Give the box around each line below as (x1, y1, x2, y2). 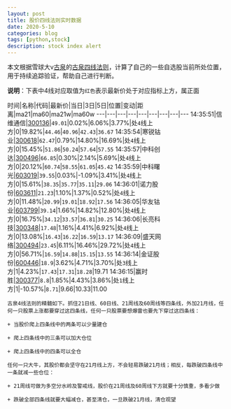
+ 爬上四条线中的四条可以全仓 (7, 348, 82, 355)
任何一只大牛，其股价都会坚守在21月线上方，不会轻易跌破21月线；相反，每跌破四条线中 (7, 361, 223, 368)
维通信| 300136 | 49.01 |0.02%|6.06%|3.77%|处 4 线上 (7, 119, 153, 127)
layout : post (7, 10, 45, 17)
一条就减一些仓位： (7, 369, 55, 376)
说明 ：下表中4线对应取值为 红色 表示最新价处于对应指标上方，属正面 (7, 87, 199, 94)
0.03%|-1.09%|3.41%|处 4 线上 (57, 171, 142, 179)
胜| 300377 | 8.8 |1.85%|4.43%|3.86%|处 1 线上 (7, 276, 135, 284)
